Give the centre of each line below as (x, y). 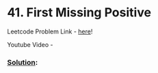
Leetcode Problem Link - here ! (50, 31)
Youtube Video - (30, 44)
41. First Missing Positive (79, 13)
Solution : (23, 62)
